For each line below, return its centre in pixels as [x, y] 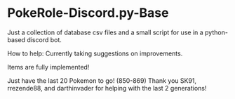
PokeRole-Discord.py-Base [88, 13]
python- [216, 32]
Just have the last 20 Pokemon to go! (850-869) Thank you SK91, [102, 80]
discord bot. [44, 39]
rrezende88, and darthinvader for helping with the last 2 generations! [107, 88]
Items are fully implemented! [48, 67]
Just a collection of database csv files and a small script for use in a [105, 32]
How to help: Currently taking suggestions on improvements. [95, 53]
